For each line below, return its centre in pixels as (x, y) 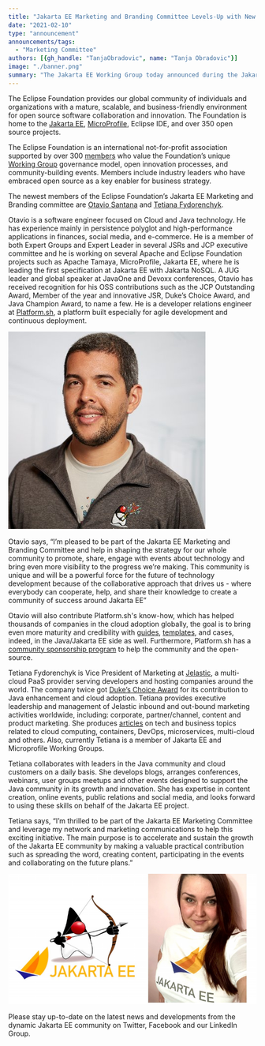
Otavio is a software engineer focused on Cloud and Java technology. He (127, 219)
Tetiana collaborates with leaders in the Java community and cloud (117, 763)
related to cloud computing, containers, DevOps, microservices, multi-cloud (131, 731)
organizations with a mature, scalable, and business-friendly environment (128, 107)
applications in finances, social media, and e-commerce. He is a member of (131, 236)
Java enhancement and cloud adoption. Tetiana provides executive (117, 698)
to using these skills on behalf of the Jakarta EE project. (99, 805)
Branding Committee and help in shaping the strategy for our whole (118, 549)
